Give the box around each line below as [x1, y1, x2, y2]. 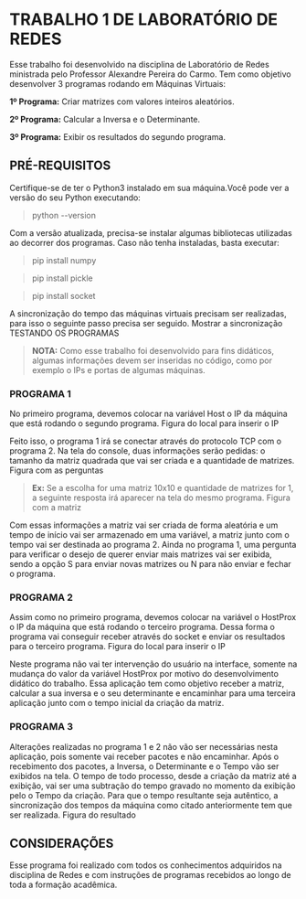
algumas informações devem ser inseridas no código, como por [31, 355, 272, 366]
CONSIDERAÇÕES [9, 836, 114, 851]
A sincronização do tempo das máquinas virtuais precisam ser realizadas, [9, 307, 287, 319]
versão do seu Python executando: [9, 192, 142, 203]
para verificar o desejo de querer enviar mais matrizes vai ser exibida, [9, 549, 272, 560]
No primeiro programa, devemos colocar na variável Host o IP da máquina [9, 408, 288, 420]
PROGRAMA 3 [9, 721, 74, 733]
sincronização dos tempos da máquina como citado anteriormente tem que [9, 799, 292, 810]
